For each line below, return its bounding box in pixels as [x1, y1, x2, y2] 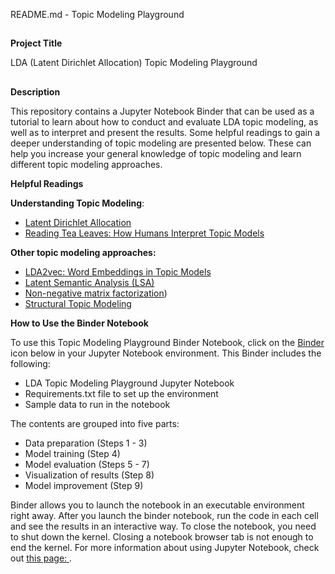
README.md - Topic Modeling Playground [10, 9, 185, 20]
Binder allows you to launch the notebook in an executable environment [10, 499, 305, 511]
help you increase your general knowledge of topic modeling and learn [10, 147, 302, 159]
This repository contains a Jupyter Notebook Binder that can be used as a [10, 105, 315, 117]
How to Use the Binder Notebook [10, 317, 149, 329]
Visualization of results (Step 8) [24, 469, 155, 481]
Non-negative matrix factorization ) [24, 287, 168, 299]
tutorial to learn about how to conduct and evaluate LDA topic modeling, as [10, 115, 319, 128]
